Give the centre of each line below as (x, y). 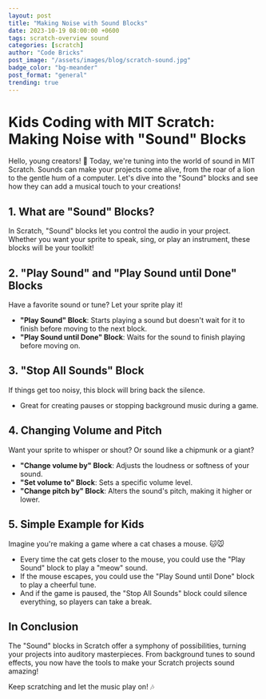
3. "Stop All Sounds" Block (76, 371)
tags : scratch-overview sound (59, 38)
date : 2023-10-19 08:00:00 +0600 (64, 30)
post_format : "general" (48, 75)
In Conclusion (43, 627)
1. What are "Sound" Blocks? (81, 211)
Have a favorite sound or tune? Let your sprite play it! (96, 305)
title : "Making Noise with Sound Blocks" (78, 23)
